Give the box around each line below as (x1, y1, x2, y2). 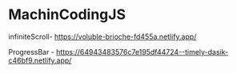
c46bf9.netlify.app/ (8, 56, 72, 65)
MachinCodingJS (8, 6, 127, 24)
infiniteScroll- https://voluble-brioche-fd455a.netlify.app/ (8, 32, 197, 41)
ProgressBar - (8, 47, 54, 56)
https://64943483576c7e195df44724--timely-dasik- (55, 47, 229, 56)
